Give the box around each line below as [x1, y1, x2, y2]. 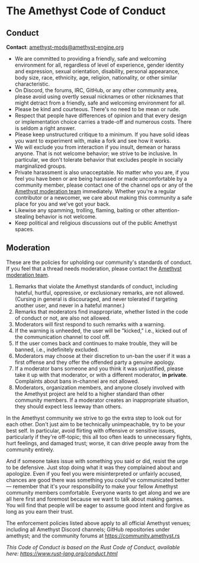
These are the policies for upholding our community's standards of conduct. [6, 259, 192, 266]
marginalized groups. [14, 162, 67, 169]
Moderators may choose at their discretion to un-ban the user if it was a [14, 352, 191, 359]
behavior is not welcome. [35, 213, 97, 220]
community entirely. [6, 446, 54, 453]
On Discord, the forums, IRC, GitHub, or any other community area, [14, 87, 179, 93]
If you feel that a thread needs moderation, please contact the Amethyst [6, 265, 182, 272]
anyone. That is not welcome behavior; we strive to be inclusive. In [14, 150, 178, 157]
